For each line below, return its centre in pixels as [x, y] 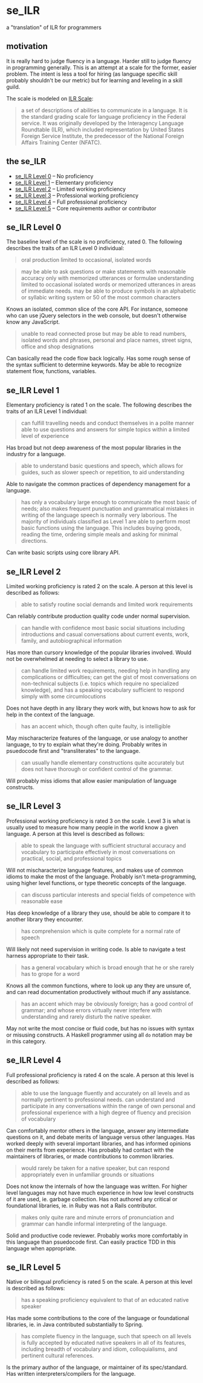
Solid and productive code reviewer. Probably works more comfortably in [97, 1235]
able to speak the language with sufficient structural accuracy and [103, 845]
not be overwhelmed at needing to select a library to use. [77, 659]
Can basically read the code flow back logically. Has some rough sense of [98, 359]
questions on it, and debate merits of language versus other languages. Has [101, 1137]
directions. [34, 541]
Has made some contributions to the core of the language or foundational [98, 1318]
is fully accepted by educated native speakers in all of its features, [103, 1343]
